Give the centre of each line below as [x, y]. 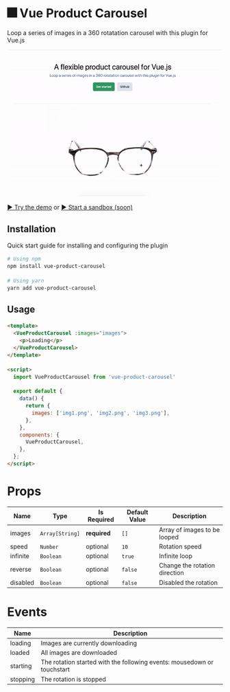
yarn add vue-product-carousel [52, 288]
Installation [31, 229]
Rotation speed [180, 546]
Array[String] [60, 534]
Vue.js [16, 40]
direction [171, 573]
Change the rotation [187, 566]
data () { [32, 399]
